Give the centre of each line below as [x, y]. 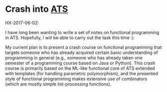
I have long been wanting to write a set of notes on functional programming [82, 32]
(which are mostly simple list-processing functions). [58, 84]
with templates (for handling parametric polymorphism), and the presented [82, 73]
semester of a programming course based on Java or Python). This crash [80, 63]
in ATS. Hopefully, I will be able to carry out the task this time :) [70, 38]
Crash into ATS [37, 9]
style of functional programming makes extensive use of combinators [76, 79]
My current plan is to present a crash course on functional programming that [83, 47]
